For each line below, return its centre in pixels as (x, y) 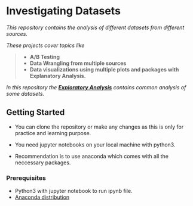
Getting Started (36, 112)
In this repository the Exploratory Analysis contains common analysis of (96, 87)
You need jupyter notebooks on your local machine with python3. (95, 145)
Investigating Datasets (64, 11)
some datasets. (25, 93)
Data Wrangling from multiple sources (78, 63)
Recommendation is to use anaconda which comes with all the (92, 156)
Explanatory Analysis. (58, 76)
